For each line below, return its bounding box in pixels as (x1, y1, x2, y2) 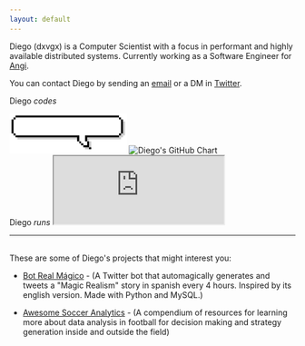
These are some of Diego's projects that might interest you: (9, 252, 231, 263)
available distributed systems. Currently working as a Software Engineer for (9, 50, 292, 61)
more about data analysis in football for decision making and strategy (22, 316, 282, 327)
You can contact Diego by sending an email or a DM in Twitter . (9, 77, 242, 88)
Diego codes (9, 95, 57, 106)
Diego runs (9, 216, 51, 227)
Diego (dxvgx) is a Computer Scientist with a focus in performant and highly (9, 41, 293, 52)
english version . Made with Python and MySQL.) (22, 289, 203, 300)
